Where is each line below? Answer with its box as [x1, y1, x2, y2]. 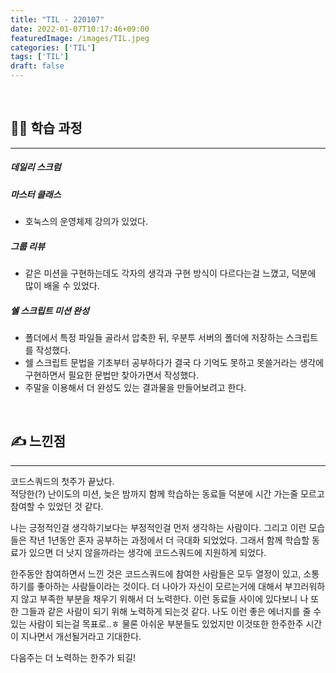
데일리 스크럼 [10, 161, 62, 173]
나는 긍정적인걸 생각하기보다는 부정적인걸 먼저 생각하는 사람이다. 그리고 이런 [10, 521, 307, 533]
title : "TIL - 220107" [10, 14, 105, 25]
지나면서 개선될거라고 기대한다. [20, 630, 142, 642]
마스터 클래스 [10, 188, 62, 200]
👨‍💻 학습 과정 [10, 120, 83, 137]
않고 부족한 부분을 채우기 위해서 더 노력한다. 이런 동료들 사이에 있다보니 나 [20, 592, 309, 605]
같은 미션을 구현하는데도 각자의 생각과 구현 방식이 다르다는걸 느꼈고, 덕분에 [24, 267, 317, 280]
